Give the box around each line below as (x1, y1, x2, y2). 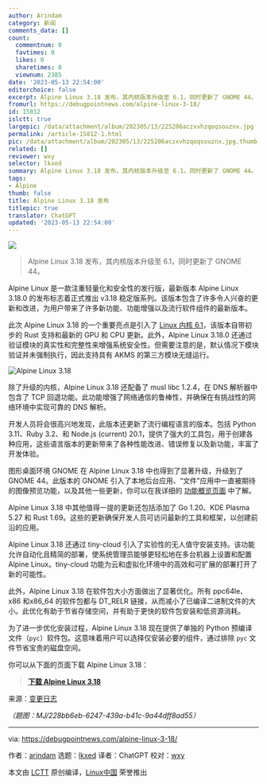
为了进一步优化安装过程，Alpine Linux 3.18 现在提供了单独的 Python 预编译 (8, 623, 253, 633)
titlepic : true (8, 204, 59, 212)
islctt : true (8, 115, 52, 123)
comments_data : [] (8, 26, 69, 34)
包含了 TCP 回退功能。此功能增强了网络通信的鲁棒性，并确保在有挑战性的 (8, 392, 249, 402)
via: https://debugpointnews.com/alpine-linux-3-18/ (8, 734, 178, 744)
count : (8, 33, 30, 42)
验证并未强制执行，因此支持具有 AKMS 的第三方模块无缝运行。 (8, 350, 214, 360)
